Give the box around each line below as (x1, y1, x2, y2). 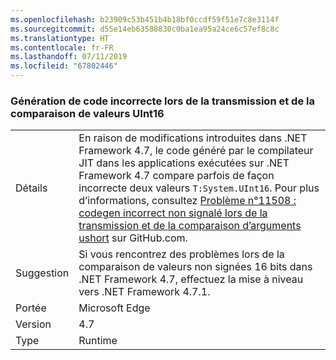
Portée (15, 301, 47, 315)
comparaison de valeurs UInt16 (10, 106, 165, 120)
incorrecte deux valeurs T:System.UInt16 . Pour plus (78, 181, 320, 195)
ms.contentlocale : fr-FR (10, 42, 114, 53)
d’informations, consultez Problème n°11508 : (78, 194, 297, 208)
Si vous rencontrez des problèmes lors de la (78, 247, 285, 261)
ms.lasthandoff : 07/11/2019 (10, 52, 128, 62)
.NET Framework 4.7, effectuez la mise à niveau (78, 272, 304, 286)
